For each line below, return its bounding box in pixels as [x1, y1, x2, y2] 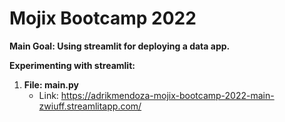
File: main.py [23, 78, 80, 91]
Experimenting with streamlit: [9, 59, 136, 71]
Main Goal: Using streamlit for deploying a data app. [9, 40, 231, 52]
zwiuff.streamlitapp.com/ [38, 100, 142, 112]
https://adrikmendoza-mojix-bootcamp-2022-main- [60, 89, 275, 101]
